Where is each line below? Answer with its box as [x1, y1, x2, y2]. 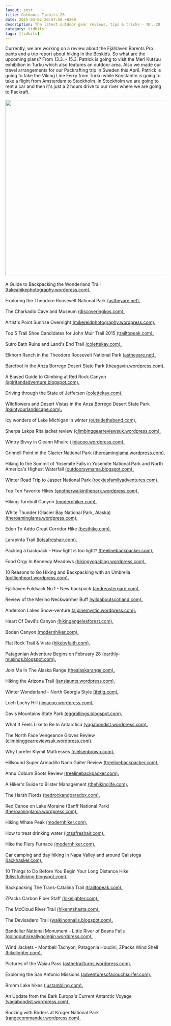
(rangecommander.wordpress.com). [5, 1015, 81, 1021]
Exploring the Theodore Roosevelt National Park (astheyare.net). [5, 298, 140, 303]
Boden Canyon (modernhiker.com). [5, 629, 79, 635]
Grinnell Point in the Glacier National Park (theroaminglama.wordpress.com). [5, 450, 165, 456]
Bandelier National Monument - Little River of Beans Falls [5, 928, 125, 934]
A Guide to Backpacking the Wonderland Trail [5, 281, 101, 287]
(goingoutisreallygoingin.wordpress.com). [5, 933, 93, 939]
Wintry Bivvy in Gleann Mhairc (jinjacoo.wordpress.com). [5, 439, 125, 445]
